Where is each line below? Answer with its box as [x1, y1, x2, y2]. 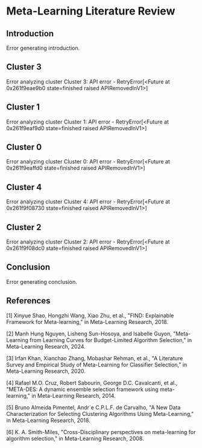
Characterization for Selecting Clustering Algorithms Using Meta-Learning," [6, 410, 194, 417]
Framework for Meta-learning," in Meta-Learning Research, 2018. [6, 318, 169, 325]
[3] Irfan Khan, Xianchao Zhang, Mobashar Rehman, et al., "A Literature [6, 354, 183, 361]
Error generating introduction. [6, 44, 80, 51]
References [6, 295, 51, 306]
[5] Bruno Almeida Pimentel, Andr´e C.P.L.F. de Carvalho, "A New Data [6, 404, 181, 411]
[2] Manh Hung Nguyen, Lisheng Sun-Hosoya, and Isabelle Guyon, [6, 330, 172, 337]
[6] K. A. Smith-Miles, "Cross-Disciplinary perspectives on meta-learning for [6, 428, 196, 435]
